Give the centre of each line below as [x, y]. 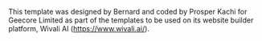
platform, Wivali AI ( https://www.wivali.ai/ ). [79, 29]
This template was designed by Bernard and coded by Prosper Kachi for [128, 12]
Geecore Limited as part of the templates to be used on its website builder [131, 20]
